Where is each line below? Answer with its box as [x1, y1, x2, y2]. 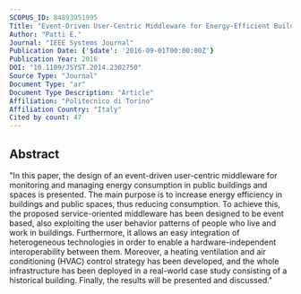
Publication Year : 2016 [9, 55, 99, 64]
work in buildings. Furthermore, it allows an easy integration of [9, 227, 240, 238]
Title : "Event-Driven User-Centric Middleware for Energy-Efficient [9, 22, 271, 30]
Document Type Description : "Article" [9, 88, 154, 97]
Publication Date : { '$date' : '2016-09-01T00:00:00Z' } [9, 47, 215, 56]
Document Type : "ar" [9, 80, 87, 89]
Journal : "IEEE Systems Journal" [9, 38, 134, 48]
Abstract [9, 146, 60, 161]
